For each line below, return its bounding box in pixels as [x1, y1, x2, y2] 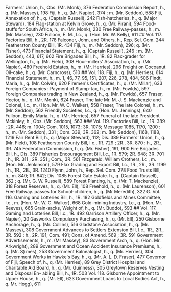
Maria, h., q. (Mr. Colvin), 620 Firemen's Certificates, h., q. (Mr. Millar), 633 [5, 80, 163, 86]
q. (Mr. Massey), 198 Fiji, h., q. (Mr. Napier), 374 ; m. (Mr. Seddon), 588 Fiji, [5, 10, 162, 16]
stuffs [5, 26, 18, 32]
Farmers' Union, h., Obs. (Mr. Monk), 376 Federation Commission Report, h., [5, 5, 166, 10]
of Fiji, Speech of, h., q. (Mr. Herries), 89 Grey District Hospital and [5, 259, 145, 265]
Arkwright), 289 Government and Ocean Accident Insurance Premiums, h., [5, 243, 162, 249]
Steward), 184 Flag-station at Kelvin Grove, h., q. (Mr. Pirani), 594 [5, 20, 142, 27]
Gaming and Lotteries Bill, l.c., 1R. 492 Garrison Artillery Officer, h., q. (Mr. [5, 210, 160, 216]
